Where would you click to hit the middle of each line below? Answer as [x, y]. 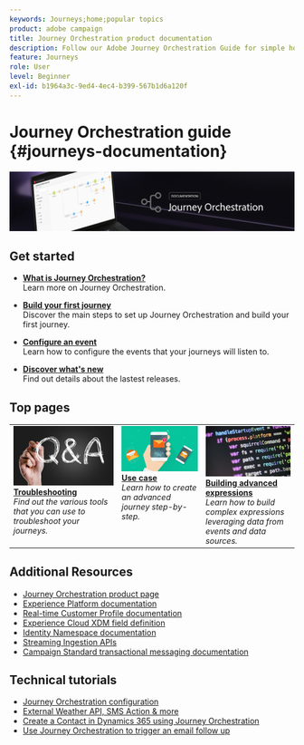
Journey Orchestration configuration [90, 701]
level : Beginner [40, 77]
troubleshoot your [46, 521]
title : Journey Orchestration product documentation [111, 38]
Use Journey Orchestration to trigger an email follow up [126, 730]
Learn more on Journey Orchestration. [94, 288]
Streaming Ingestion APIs [70, 642]
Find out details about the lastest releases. [101, 379]
